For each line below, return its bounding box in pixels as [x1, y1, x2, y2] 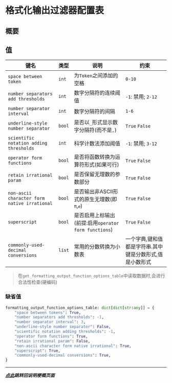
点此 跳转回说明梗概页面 [5, 372, 55, 378]
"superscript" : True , [14, 348, 60, 353]
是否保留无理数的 [74, 171, 115, 178]
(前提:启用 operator [74, 219, 119, 227]
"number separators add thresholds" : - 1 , [14, 315, 104, 320]
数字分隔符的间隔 [74, 108, 115, 115]
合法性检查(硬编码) [17, 279, 58, 285]
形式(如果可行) [84, 161, 119, 168]
